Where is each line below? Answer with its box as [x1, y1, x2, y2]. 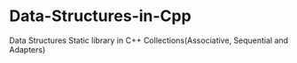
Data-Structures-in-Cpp [9, 6, 192, 26]
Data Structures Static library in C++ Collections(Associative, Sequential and [9, 35, 289, 45]
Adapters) [9, 44, 46, 54]
